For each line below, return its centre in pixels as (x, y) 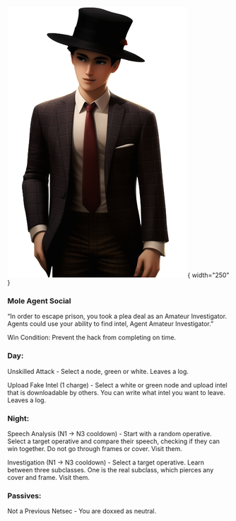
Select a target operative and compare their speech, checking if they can (114, 441)
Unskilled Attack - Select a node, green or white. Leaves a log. (98, 371)
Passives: (24, 496)
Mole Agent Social (40, 300)
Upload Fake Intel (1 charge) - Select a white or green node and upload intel (117, 385)
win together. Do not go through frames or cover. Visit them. (95, 448)
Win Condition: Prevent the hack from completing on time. (92, 338)
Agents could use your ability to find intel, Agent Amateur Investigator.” (111, 324)
